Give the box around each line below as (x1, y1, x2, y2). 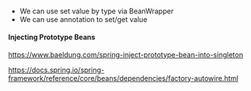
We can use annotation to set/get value (19, 14, 148, 24)
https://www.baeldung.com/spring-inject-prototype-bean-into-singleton (8, 49, 243, 59)
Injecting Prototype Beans (8, 32, 96, 42)
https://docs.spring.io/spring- (8, 65, 105, 75)
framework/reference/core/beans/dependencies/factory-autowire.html (8, 73, 239, 82)
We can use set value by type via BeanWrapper (19, 6, 174, 16)
